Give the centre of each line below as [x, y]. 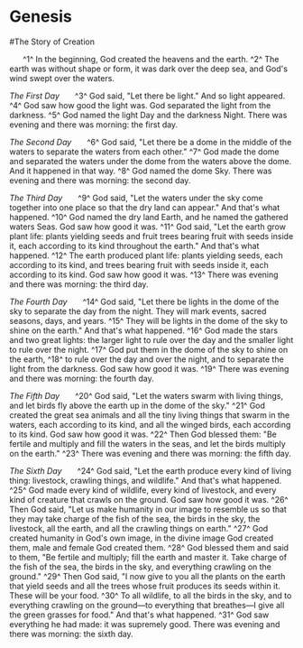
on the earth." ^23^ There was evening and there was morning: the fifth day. [150, 453]
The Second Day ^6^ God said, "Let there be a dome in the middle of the [151, 142]
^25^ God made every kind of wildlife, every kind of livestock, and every [143, 490]
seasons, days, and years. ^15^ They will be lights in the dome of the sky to [149, 320]
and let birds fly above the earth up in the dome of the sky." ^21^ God [138, 405]
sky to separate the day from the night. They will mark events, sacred [138, 311]
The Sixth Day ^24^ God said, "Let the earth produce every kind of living [150, 470]
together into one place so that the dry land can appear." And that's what [145, 207]
